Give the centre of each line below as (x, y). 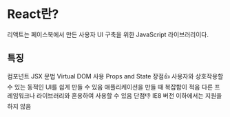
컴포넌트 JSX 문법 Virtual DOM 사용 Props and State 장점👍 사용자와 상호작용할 (115, 76)
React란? (33, 14)
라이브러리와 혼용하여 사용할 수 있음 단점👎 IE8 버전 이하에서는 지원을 (129, 95)
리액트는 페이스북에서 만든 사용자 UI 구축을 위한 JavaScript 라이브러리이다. (108, 34)
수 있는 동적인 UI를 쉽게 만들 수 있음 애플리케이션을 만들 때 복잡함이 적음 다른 (110, 87)
